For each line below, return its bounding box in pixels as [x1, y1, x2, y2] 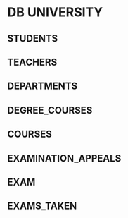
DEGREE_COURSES [7, 104, 93, 116]
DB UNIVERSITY [7, 4, 103, 20]
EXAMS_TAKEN [7, 200, 77, 212]
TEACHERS [7, 56, 58, 68]
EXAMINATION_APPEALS [7, 152, 122, 164]
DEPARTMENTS [7, 80, 78, 92]
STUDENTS [7, 32, 58, 44]
